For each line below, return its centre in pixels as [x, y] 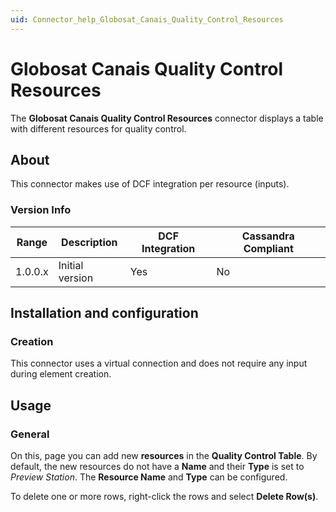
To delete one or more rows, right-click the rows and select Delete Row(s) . [164, 497]
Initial [71, 265]
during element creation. [61, 374]
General [30, 434]
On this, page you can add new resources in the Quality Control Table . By [164, 456]
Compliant [268, 248]
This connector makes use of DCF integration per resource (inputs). [150, 184]
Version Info [41, 210]
